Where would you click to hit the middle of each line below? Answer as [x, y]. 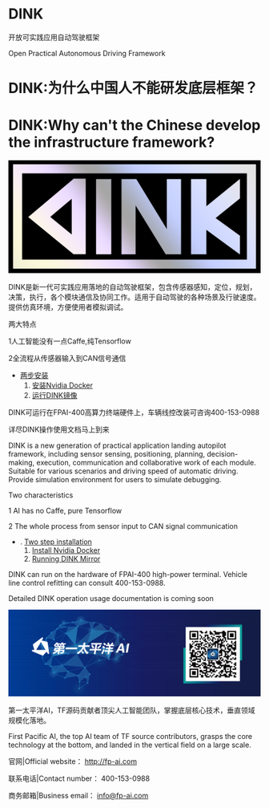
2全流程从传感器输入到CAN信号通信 [67, 358]
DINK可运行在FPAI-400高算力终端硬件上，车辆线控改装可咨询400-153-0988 [134, 412]
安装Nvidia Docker [62, 385]
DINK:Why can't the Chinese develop [134, 126]
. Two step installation [56, 542]
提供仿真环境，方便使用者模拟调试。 [68, 307]
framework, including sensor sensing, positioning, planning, [107, 453]
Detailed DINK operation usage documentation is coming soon [111, 598]
